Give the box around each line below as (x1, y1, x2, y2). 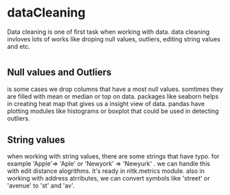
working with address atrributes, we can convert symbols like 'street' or (7, 174, 211, 183)
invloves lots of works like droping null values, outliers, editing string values (7, 34, 221, 43)
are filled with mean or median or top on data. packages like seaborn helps (7, 92, 219, 101)
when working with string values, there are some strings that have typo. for (7, 152, 220, 161)
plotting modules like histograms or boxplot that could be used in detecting (7, 107, 219, 115)
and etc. (7, 42, 31, 50)
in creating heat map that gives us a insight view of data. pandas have (7, 99, 205, 107)
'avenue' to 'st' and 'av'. (7, 181, 75, 190)
